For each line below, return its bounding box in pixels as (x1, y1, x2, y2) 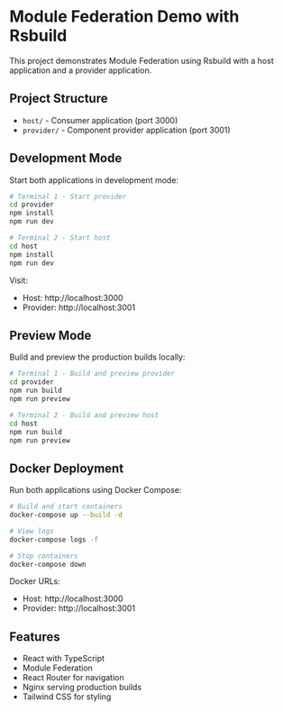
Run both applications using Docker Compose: (9, 485, 182, 496)
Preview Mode (9, 327, 92, 343)
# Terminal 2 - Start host (9, 233, 111, 242)
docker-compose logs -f (9, 534, 99, 544)
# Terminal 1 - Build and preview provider (9, 369, 176, 378)
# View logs (9, 526, 54, 535)
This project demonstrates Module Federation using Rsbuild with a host (9, 55, 274, 66)
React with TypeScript (22, 653, 105, 664)
